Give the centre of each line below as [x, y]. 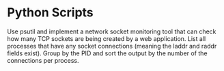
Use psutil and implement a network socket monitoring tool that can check [112, 31]
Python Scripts [50, 13]
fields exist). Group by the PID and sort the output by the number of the [107, 53]
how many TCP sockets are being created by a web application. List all [107, 38]
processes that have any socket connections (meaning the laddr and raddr [112, 46]
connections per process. [43, 60]
